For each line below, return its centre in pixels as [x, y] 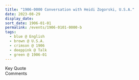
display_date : [20, 18]
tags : [11, 32]
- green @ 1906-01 [28, 55]
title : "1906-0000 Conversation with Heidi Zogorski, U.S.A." [70, 9]
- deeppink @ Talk [28, 50]
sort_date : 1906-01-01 [28, 23]
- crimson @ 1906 [27, 46]
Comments [16, 74]
